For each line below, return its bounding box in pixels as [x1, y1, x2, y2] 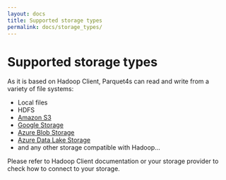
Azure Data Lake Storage [17, 136, 90, 145]
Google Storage [17, 121, 64, 129]
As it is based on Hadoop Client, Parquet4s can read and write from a [7, 77, 210, 85]
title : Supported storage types [7, 17, 102, 24]
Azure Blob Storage [17, 128, 75, 137]
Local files [17, 98, 48, 107]
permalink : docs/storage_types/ [7, 23, 102, 30]
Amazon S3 [17, 114, 52, 122]
